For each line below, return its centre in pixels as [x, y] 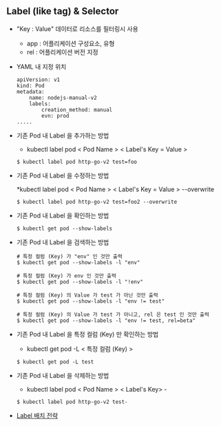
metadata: [31, 92]
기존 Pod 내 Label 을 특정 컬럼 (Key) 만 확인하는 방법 [87, 334]
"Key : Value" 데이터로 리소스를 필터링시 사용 [77, 29]
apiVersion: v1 [38, 79]
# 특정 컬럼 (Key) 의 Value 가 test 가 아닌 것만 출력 [87, 295]
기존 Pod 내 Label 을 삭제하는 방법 [63, 375]
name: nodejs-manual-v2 [63, 98]
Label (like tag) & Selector [63, 11]
